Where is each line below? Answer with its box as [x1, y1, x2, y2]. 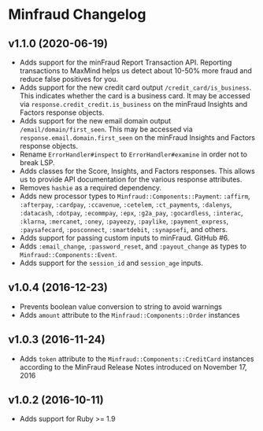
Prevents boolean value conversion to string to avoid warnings [19, 301, 223, 311]
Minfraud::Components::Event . [19, 250, 118, 259]
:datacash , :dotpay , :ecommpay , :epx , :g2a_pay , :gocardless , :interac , [19, 208, 243, 217]
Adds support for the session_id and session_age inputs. [19, 258, 203, 267]
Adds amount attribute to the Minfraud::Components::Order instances [19, 310, 240, 319]
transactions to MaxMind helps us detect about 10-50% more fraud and [19, 66, 252, 76]
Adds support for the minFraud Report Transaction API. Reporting [19, 57, 232, 67]
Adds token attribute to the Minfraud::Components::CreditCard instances [19, 354, 254, 363]
